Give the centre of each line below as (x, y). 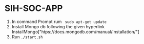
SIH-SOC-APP (34, 8)
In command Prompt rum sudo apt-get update (59, 22)
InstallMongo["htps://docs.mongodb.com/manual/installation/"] (75, 32)
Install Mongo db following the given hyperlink (58, 26)
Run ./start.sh (27, 37)
